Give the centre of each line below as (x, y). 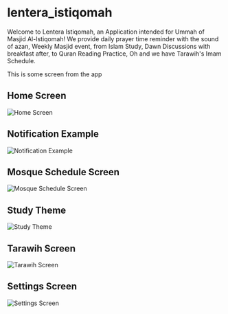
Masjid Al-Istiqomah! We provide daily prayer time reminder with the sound (113, 38)
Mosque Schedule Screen (64, 172)
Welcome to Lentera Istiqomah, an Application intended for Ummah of (106, 32)
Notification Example (53, 134)
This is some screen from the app (55, 74)
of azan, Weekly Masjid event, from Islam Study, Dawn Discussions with (109, 46)
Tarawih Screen (41, 248)
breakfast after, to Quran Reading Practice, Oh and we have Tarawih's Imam (114, 54)
